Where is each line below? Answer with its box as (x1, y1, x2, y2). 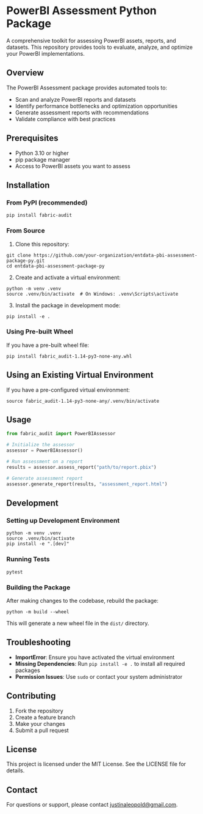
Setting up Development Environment (6, 516, 120, 525)
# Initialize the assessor (6, 442, 75, 448)
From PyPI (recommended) (6, 198, 88, 207)
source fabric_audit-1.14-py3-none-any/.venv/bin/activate (6, 398, 160, 404)
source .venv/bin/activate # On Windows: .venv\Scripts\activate (6, 291, 179, 297)
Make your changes (15, 720, 65, 727)
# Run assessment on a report (6, 458, 84, 465)
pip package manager (15, 155, 71, 163)
